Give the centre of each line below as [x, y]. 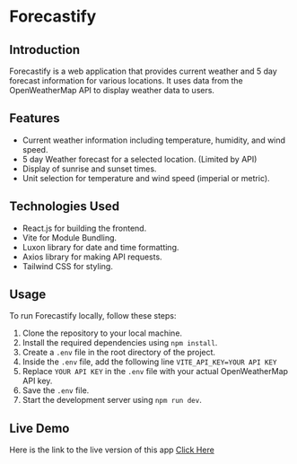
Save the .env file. [56, 390]
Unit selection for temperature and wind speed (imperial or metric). [146, 178]
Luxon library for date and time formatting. [100, 247]
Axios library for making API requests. [92, 257]
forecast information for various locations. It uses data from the [127, 81]
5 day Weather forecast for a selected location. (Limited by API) [140, 159]
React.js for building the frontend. [84, 228]
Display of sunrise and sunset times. [89, 169]
